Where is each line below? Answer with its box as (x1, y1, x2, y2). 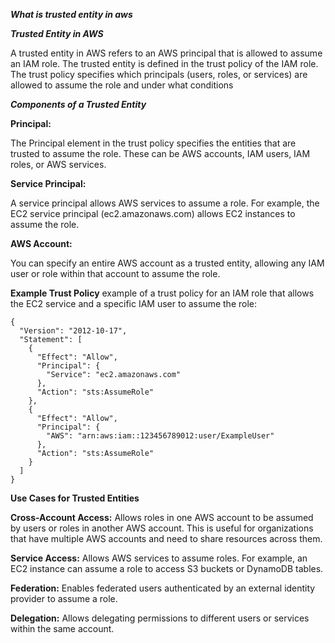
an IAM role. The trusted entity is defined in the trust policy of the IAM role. (10, 58, 319, 69)
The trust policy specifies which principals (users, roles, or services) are (10, 69, 308, 80)
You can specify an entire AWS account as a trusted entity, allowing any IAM (10, 257, 325, 269)
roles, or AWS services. (10, 159, 107, 170)
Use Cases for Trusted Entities (10, 492, 140, 504)
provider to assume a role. (10, 593, 118, 604)
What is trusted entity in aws (10, 9, 133, 20)
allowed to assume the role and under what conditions (10, 79, 234, 91)
